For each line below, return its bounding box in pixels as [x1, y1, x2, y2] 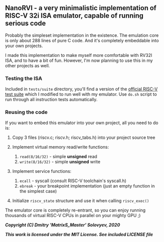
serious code [5, 19, 46, 27]
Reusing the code [5, 109, 48, 116]
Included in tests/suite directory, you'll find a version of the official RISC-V [5, 86, 158, 92]
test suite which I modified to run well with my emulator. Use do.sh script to [5, 91, 157, 97]
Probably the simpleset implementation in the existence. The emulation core [5, 32, 159, 38]
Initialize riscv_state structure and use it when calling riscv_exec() [12, 198, 149, 204]
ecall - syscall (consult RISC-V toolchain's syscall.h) [19, 178, 127, 184]
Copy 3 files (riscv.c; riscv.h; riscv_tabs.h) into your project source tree [12, 134, 156, 140]
